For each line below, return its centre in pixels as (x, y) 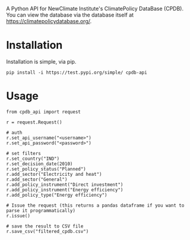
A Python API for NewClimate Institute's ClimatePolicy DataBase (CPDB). (95, 9)
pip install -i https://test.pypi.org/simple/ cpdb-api (77, 72)
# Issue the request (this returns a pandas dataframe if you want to (95, 205)
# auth (14, 132)
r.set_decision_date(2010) (39, 164)
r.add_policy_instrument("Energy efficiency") (65, 190)
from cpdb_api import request (44, 112)
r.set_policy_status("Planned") (46, 169)
